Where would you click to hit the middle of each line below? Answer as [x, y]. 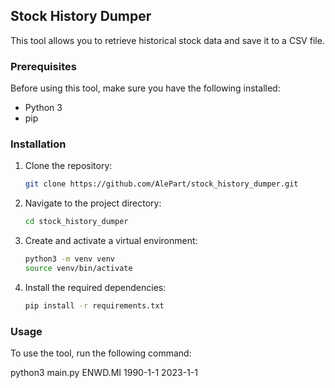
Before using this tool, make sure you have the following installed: [145, 88]
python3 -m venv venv [70, 259]
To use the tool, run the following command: [101, 353]
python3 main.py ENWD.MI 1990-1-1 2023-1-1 [104, 373]
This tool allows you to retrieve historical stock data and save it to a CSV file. [167, 40]
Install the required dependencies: [95, 287]
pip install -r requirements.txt [94, 305]
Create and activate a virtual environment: [111, 241]
